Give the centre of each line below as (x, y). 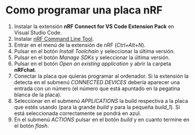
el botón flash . (31, 126)
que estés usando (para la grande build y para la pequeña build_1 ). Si (97, 107)
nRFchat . (25, 70)
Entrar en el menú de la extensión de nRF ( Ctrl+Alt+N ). (80, 45)
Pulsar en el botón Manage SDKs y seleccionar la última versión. (92, 57)
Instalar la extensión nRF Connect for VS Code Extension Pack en (94, 26)
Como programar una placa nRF (84, 10)
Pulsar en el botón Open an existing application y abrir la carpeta (92, 63)
